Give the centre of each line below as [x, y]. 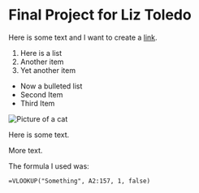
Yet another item [48, 70]
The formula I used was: [49, 166]
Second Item [41, 94]
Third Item [37, 103]
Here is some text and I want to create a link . [83, 37]
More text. [26, 150]
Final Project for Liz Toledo [100, 15]
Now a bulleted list [51, 86]
